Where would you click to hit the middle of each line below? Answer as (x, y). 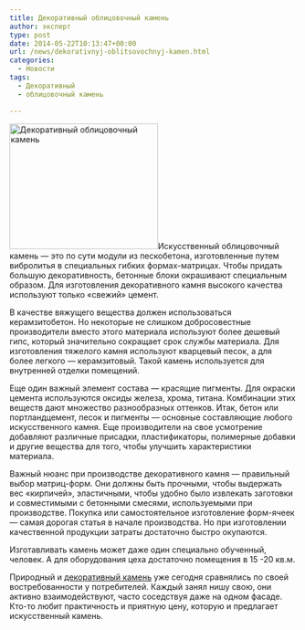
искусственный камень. (56, 615)
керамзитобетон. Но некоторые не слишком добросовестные (131, 321)
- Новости (36, 69)
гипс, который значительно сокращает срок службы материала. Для (145, 341)
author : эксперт (40, 26)
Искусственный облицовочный (219, 246)
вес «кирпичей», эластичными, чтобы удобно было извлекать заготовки (152, 493)
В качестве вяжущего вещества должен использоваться (121, 312)
